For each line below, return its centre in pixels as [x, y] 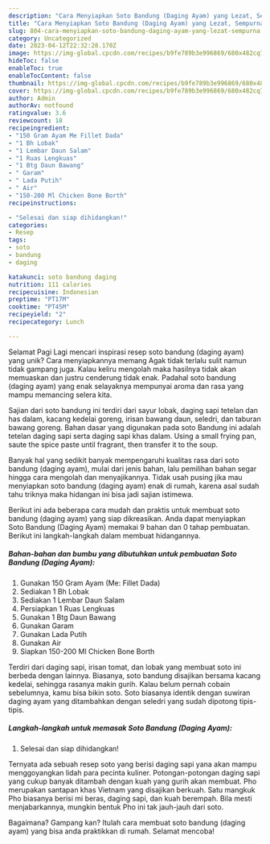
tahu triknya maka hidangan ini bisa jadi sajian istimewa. [101, 494]
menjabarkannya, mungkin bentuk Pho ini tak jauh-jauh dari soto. [116, 807]
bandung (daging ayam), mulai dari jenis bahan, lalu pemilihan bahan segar [133, 469]
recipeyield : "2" [37, 315]
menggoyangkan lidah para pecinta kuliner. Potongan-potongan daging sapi [134, 772]
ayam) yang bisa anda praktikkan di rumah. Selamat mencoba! [112, 831]
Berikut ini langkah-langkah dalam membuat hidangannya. [104, 536]
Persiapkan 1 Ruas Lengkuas [67, 608]
